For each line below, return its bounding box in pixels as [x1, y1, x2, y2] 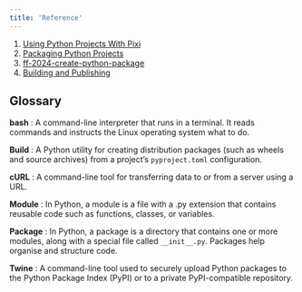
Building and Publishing [22, 67, 111, 78]
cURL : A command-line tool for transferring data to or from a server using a [9, 171, 294, 182]
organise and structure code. [9, 246, 118, 257]
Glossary [9, 93, 62, 109]
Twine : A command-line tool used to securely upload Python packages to [9, 263, 287, 274]
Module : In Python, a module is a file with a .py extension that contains [9, 199, 277, 209]
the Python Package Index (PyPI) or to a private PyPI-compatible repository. [9, 273, 293, 284]
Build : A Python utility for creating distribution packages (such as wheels [9, 144, 284, 155]
